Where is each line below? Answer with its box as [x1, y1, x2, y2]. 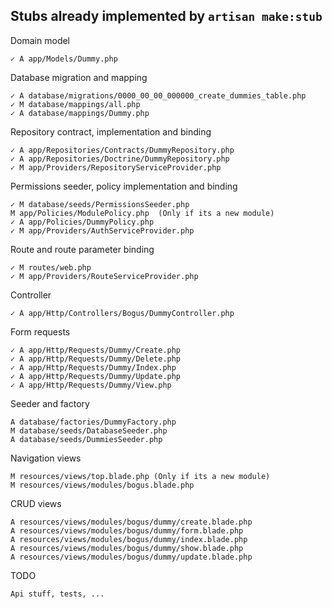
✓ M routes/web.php [10, 262, 92, 273]
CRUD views [10, 497, 62, 509]
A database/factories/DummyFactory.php [10, 417, 177, 427]
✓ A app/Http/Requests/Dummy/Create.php [10, 345, 182, 355]
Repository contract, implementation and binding [10, 125, 212, 138]
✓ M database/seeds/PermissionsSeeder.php [10, 199, 190, 209]
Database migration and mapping [10, 71, 148, 83]
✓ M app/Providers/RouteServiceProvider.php [10, 271, 199, 281]
